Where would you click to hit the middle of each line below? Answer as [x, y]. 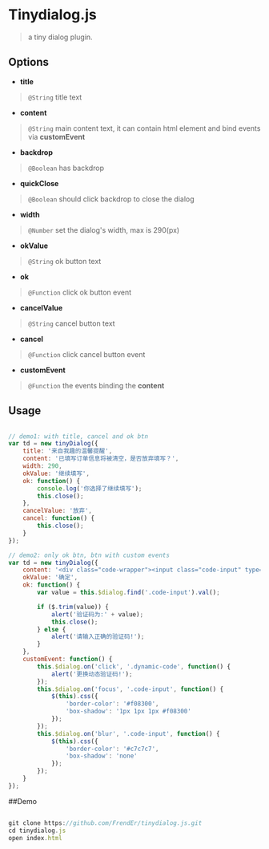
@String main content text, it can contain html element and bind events [144, 128]
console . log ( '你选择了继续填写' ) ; [90, 488]
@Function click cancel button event [86, 354]
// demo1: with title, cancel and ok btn [78, 436]
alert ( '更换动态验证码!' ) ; [92, 674]
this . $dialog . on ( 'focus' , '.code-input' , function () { [130, 689]
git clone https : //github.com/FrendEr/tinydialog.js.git [105, 823]
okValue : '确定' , [50, 578]
